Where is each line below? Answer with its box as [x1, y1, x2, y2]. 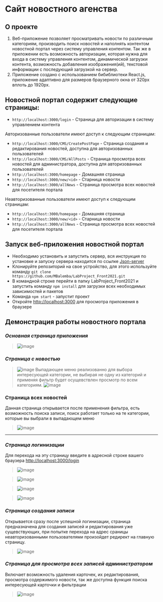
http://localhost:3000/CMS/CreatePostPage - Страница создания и [12, 140, 148, 146]
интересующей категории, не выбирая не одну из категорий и [16, 372, 147, 377]
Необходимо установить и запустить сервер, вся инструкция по [12, 253, 147, 259]
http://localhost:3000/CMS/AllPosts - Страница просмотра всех [12, 156, 146, 162]
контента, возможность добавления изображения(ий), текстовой [12, 62, 148, 67]
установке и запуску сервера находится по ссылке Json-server [12, 258, 145, 264]
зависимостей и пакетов [12, 288, 64, 294]
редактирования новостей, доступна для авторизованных [12, 146, 133, 151]
